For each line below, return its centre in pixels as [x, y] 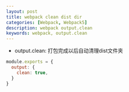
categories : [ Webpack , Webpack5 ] [47, 22]
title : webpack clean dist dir [44, 17]
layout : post [22, 11]
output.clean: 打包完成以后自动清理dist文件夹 [69, 51]
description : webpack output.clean [49, 28]
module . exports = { [30, 62]
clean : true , [32, 73]
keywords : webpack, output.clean [47, 33]
